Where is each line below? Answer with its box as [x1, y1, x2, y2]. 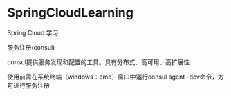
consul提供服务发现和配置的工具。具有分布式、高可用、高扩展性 [7, 57, 190, 66]
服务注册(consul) [7, 43, 55, 51]
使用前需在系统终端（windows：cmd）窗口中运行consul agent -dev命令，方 [7, 73, 225, 81]
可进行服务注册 [7, 81, 50, 89]
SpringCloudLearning [7, 5, 133, 21]
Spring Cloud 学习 [7, 28, 59, 37]
